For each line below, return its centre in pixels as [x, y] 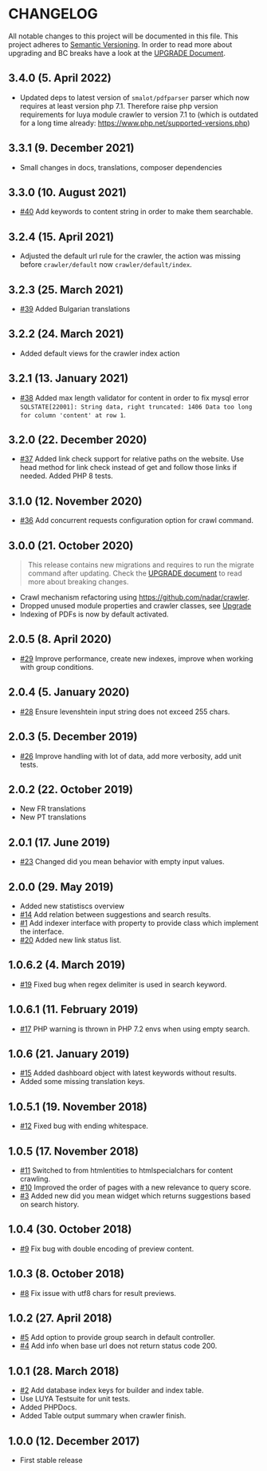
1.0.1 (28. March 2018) [64, 1371]
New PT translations [53, 817]
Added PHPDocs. [48, 1407]
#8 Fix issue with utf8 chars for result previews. [98, 1293]
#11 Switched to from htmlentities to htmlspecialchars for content [126, 1170]
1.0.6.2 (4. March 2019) [67, 965]
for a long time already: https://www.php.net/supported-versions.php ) [135, 123]
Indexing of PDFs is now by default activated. [94, 614]
